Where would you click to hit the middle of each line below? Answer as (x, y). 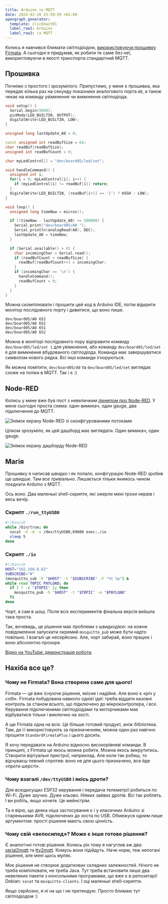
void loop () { (20, 207)
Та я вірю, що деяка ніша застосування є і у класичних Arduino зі (75, 810)
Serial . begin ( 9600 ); (31, 110)
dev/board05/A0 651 (26, 328)
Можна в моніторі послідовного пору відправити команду (67, 342)
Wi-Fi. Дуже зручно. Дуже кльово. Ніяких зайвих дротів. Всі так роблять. (84, 795)
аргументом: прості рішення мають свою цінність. (59, 821)
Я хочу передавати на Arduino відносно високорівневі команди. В (76, 744)
